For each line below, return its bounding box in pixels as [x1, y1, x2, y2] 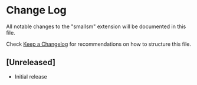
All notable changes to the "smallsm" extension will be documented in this [6, 23, 186, 30]
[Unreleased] [6, 57, 56, 67]
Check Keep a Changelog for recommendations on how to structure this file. [6, 40, 192, 47]
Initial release [14, 73, 47, 80]
